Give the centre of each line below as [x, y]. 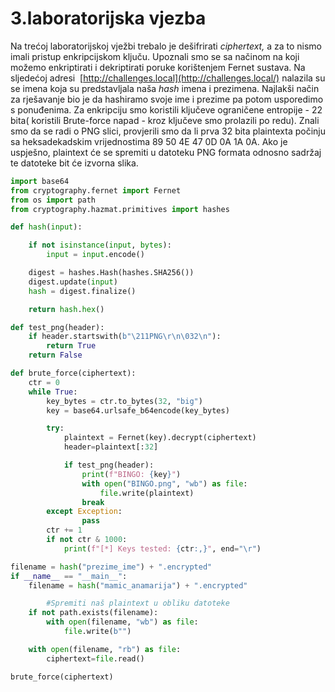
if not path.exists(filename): [93, 613]
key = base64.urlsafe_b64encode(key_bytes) [138, 410]
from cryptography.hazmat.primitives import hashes [120, 209]
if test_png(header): [109, 465]
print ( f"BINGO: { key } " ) [131, 474]
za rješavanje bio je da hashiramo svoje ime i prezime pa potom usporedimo [167, 99]
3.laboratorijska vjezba [108, 18]
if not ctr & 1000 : [87, 540]
